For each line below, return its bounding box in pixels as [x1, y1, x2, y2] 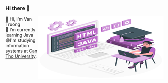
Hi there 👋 [5, 5, 30, 12]
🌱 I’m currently [5, 27, 36, 33]
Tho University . [5, 53, 37, 59]
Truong [5, 21, 21, 27]
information [5, 43, 29, 49]
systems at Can [5, 48, 38, 54]
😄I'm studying [5, 37, 36, 43]
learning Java [5, 32, 34, 38]
